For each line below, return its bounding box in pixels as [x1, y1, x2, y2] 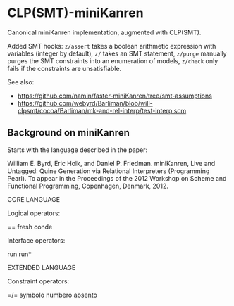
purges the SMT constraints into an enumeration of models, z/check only [7, 56, 218, 65]
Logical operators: [7, 209, 61, 217]
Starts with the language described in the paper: [7, 146, 148, 154]
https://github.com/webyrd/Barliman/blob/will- [17, 98, 153, 107]
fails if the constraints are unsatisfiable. [7, 64, 122, 72]
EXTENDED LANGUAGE [7, 263, 76, 272]
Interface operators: [7, 236, 66, 244]
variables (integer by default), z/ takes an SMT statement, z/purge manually [7, 49, 227, 58]
